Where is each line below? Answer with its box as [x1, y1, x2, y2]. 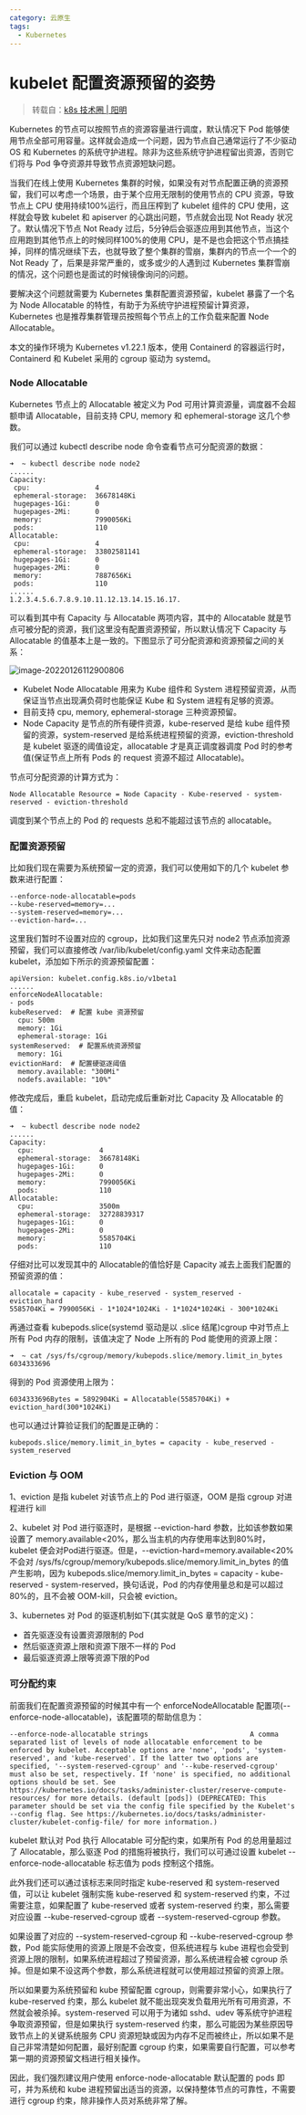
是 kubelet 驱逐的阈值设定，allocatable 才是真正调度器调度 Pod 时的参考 [22, 741, 293, 752]
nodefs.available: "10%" [17, 1075, 112, 1084]
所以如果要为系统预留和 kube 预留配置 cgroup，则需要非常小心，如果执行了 [9, 1983, 293, 1995]
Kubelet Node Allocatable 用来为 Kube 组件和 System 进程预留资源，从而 [22, 683, 297, 694]
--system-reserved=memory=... [9, 908, 125, 917]
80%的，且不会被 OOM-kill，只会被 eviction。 [9, 1591, 183, 1602]
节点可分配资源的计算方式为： [9, 771, 121, 782]
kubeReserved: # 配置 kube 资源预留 [9, 1007, 144, 1016]
